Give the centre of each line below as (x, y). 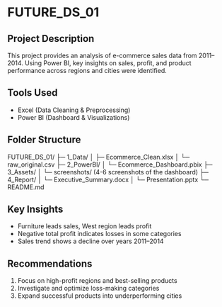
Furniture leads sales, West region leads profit (84, 226)
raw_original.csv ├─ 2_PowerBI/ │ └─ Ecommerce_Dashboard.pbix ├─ (110, 164)
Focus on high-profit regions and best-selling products (98, 281)
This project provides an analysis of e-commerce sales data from (102, 55)
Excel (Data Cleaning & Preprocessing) (74, 110)
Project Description (51, 39)
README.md (26, 187)
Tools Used (33, 93)
